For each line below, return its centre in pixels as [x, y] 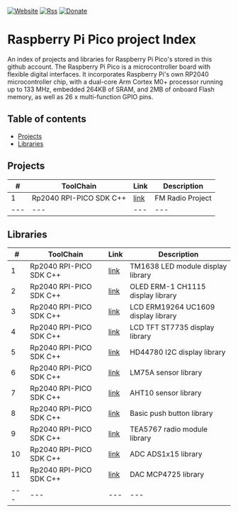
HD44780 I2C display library [178, 352]
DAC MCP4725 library [167, 475]
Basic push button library [171, 413]
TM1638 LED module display [178, 266]
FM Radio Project [183, 198]
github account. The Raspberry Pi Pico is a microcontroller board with [109, 67]
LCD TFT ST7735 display [172, 327]
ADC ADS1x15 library [166, 454]
